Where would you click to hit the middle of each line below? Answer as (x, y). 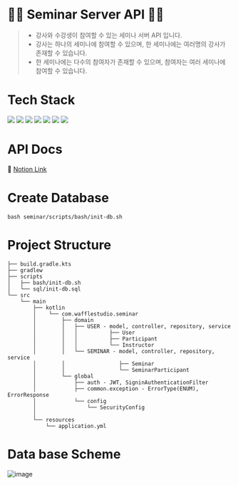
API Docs (35, 150)
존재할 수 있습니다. (61, 53)
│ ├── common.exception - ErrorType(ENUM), (116, 388)
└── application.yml (76, 426)
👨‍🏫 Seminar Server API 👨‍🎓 (86, 15)
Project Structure (59, 245)
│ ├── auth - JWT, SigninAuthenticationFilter (121, 382)
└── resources (54, 419)
